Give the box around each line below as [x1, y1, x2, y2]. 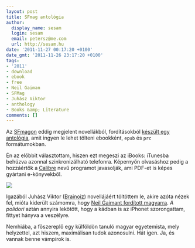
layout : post [6, 8, 38, 15]
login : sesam [11, 30, 43, 36]
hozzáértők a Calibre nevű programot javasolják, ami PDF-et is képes [6, 165, 173, 172]
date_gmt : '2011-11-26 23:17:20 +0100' [6, 52, 104, 58]
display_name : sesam [11, 25, 61, 31]
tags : [6, 57, 19, 63]
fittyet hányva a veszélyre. [6, 212, 70, 219]
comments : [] [6, 112, 38, 118]
